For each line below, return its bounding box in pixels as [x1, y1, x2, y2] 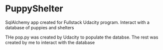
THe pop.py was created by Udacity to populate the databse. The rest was [5, 34, 159, 40]
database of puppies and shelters [5, 24, 74, 30]
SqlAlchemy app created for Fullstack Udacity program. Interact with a [5, 19, 150, 25]
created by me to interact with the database [5, 39, 95, 45]
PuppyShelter [5, 3, 63, 14]
